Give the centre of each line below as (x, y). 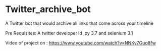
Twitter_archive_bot (48, 9)
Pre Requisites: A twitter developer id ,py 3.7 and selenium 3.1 (69, 33)
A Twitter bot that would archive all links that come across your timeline (79, 23)
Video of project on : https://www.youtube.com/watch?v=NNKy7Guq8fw (81, 43)
